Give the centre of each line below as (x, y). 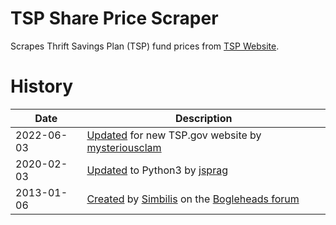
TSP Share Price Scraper (114, 18)
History (42, 86)
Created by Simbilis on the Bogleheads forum (193, 199)
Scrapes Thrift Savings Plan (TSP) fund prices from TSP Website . (145, 46)
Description (203, 118)
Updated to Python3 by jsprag (157, 170)
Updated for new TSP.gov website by (174, 135)
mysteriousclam (124, 147)
